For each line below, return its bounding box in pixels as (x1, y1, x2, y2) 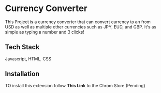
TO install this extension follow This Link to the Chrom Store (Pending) (5, 82, 146, 88)
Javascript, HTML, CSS (5, 56, 52, 62)
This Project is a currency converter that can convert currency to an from (5, 19, 151, 25)
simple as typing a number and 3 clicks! (5, 29, 85, 35)
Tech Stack (5, 43, 40, 51)
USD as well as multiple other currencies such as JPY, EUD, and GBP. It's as (5, 24, 157, 29)
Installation (5, 70, 40, 78)
